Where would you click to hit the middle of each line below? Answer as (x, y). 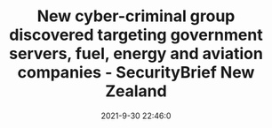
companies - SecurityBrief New (136, 73)
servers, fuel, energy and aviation (136, 54)
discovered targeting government (136, 35)
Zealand (136, 91)
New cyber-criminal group (136, 16)
